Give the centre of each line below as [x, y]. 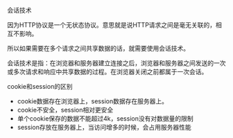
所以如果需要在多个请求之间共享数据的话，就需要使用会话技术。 [98, 48]
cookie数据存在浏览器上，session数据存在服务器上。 [93, 101]
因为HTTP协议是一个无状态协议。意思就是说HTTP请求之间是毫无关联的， [112, 25]
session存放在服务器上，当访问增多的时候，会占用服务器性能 [104, 127]
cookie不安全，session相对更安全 [65, 110]
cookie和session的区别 [40, 86]
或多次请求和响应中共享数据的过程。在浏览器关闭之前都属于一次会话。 [107, 72]
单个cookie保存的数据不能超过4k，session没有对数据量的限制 [105, 119]
